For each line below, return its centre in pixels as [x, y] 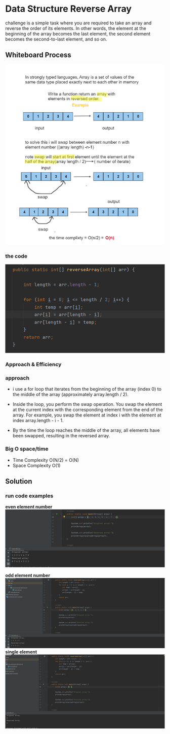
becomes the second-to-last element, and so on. [56, 39]
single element [21, 652]
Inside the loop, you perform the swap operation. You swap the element [87, 404]
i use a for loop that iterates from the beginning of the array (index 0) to [87, 389]
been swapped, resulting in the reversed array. [61, 436]
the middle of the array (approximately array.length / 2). [71, 395]
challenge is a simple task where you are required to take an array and [78, 23]
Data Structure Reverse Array [69, 9]
